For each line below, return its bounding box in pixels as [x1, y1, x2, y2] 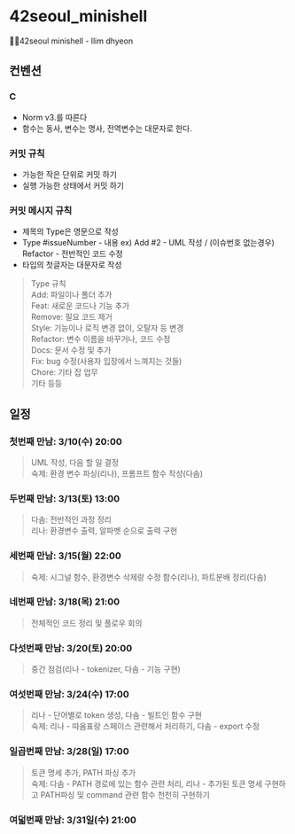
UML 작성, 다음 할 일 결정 [30, 456, 120, 467]
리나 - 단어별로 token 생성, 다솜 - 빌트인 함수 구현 [30, 710, 202, 721]
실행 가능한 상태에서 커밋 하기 [21, 180, 124, 191]
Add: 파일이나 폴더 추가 [30, 290, 113, 300]
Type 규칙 [30, 278, 66, 289]
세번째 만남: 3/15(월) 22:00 [9, 550, 121, 562]
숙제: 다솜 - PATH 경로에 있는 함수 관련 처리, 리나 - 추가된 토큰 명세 [30, 778, 263, 789]
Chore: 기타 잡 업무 [30, 367, 99, 378]
